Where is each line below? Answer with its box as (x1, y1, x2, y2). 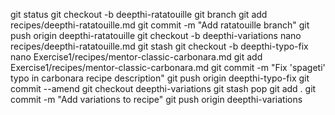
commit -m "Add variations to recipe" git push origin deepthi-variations (10, 94, 303, 105)
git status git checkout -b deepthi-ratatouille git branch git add (10, 9, 268, 20)
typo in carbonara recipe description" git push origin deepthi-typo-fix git (10, 72, 310, 84)
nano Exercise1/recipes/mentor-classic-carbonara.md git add (10, 51, 263, 63)
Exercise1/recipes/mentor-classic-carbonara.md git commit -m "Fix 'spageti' (10, 62, 326, 73)
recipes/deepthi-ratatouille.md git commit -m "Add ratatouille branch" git (10, 19, 310, 31)
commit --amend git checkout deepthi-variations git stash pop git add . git (10, 83, 317, 94)
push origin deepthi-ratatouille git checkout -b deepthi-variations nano (10, 30, 302, 41)
